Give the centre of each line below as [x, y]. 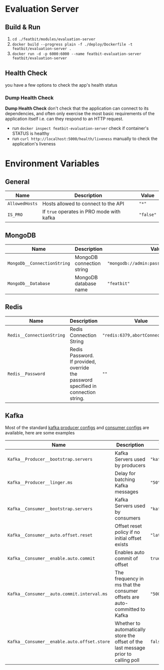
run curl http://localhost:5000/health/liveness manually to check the [85, 139]
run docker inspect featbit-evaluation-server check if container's [80, 128]
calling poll [127, 660]
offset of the [129, 642]
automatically [130, 629]
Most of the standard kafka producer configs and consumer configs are [77, 428]
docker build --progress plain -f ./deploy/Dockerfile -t [72, 45]
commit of [126, 558]
